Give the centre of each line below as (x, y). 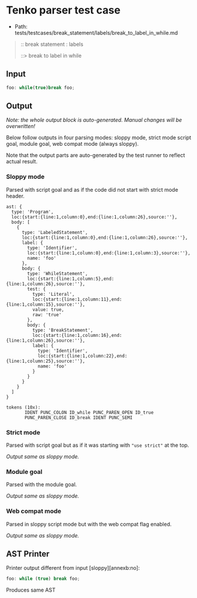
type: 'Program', (33, 212)
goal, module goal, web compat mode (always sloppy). (73, 144)
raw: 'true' (47, 315)
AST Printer (28, 554)
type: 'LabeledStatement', (55, 232)
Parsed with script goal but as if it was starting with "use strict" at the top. (98, 445)
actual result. (22, 162)
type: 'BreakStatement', (63, 330)
